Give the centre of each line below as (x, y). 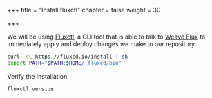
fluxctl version (30, 89)
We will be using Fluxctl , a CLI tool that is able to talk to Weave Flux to (106, 37)
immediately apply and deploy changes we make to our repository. (102, 44)
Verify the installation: (38, 76)
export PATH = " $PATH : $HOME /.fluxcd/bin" (65, 63)
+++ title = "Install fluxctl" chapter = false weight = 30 (84, 10)
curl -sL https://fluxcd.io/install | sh (68, 57)
